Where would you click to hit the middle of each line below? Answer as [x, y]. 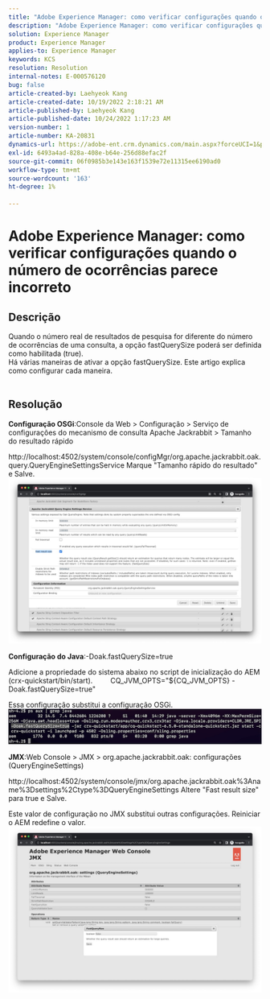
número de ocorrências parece [113, 270]
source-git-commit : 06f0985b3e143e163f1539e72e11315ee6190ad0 [115, 161]
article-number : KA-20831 [51, 136]
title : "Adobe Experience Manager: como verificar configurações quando [133, 17]
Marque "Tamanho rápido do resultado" [192, 465]
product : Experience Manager [57, 43]
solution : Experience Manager [59, 34]
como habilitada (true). [46, 353]
